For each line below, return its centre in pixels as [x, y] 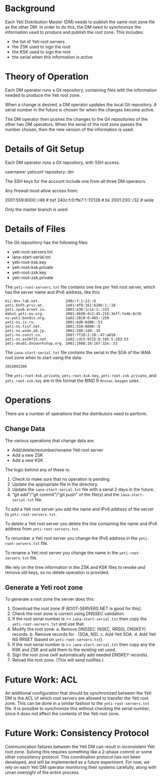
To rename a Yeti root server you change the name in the [62, 553]
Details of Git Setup [45, 149]
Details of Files [35, 229]
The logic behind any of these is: [37, 470]
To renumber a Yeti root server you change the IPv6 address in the [71, 538]
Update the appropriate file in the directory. [55, 484]
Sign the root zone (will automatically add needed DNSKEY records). [80, 655]
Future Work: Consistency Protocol [77, 733]
